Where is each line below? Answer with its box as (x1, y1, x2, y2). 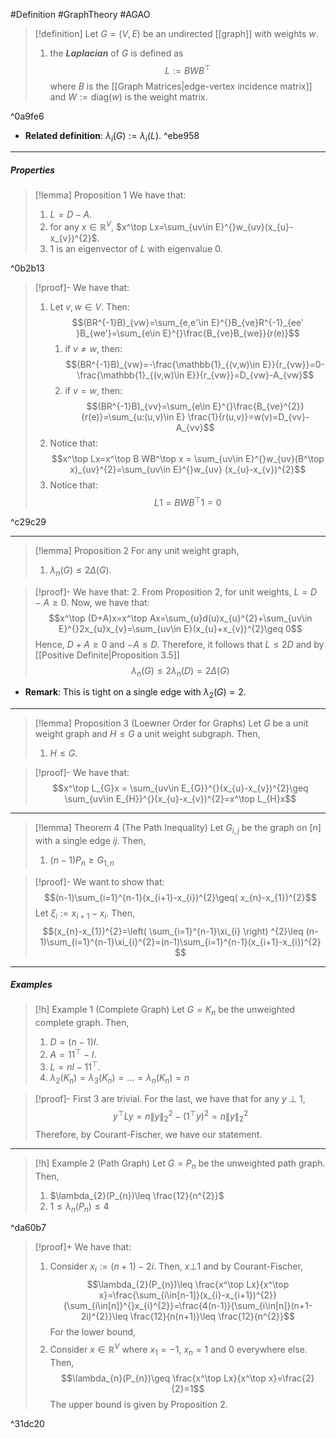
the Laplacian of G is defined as (49, 47, 184, 59)
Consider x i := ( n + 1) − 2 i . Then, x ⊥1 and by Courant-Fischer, (49, 1260, 303, 1275)
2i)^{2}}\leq (80, 1310, 128, 1323)
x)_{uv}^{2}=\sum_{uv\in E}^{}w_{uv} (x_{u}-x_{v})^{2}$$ (69, 464, 307, 476)
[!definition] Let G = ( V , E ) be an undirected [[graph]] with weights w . (34, 28, 319, 39)
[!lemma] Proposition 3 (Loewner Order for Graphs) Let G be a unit (34, 717, 309, 729)
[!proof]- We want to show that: (34, 875, 165, 888)
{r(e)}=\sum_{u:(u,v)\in (81, 411, 175, 423)
